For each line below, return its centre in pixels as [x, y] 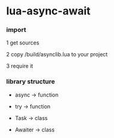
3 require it [20, 66]
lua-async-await [49, 11]
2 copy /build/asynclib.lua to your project [57, 55]
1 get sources [23, 43]
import [16, 30]
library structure [31, 82]
